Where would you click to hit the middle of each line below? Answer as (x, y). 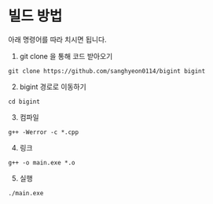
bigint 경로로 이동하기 (53, 87)
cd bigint (24, 102)
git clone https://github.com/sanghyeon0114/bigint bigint (107, 71)
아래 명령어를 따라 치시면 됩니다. (58, 39)
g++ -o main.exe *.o (42, 162)
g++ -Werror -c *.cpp (44, 132)
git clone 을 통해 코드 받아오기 (66, 56)
